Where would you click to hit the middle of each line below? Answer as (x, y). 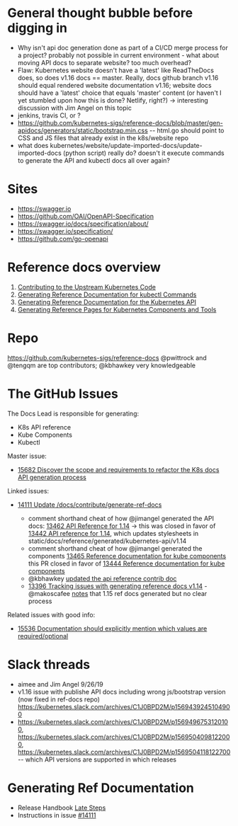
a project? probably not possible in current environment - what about (118, 55)
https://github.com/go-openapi (63, 239)
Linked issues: (28, 491)
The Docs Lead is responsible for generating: (73, 413)
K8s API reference (44, 427)
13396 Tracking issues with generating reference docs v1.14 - (118, 586)
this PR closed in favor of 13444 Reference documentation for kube (126, 563)
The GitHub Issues (63, 394)
